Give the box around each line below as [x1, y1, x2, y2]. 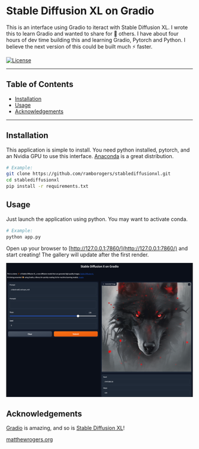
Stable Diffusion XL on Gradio [6, 4, 155, 18]
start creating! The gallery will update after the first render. [6, 251, 149, 258]
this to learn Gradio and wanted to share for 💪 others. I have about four [6, 30, 179, 37]
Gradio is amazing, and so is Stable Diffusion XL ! [6, 425, 125, 432]
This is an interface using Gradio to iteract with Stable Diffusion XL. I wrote [6, 24, 188, 31]
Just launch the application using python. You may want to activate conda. [6, 215, 188, 223]
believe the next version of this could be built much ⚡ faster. [6, 43, 153, 50]
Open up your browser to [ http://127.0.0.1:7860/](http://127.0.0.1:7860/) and [6, 245, 188, 252]
